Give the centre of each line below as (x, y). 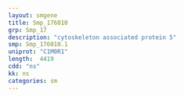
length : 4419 (31, 59)
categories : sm (33, 81)
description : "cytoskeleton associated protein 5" (92, 37)
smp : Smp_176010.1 (38, 45)
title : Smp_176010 (38, 23)
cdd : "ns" (24, 66)
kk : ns (19, 74)
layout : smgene (33, 15)
